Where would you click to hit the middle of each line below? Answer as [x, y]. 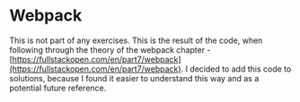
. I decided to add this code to [236, 69]
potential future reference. [58, 88]
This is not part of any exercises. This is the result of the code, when [136, 40]
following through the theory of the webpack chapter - [110, 49]
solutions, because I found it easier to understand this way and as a [134, 78]
